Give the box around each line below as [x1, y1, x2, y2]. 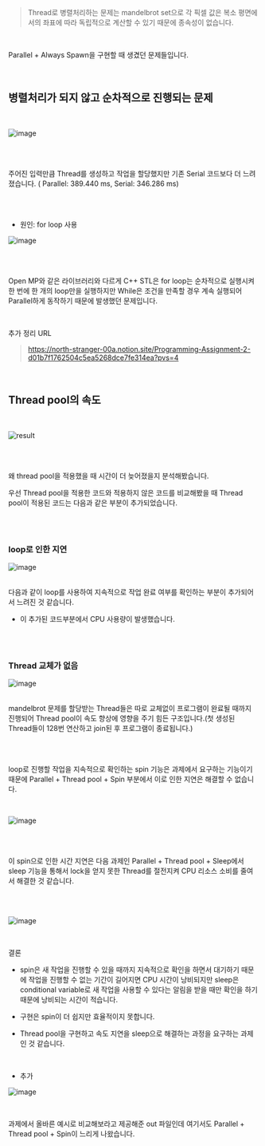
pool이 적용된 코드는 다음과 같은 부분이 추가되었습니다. [8, 498, 177, 508]
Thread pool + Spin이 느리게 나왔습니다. [8, 1129, 135, 1139]
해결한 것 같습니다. [16, 876, 74, 886]
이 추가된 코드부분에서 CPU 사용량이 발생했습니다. [19, 614, 175, 623]
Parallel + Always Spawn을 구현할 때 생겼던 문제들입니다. [8, 50, 189, 59]
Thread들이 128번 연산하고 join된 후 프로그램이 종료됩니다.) [8, 724, 193, 733]
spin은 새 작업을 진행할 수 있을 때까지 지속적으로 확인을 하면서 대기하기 [19, 965, 240, 974]
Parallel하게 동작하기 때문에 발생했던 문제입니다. [8, 295, 158, 306]
